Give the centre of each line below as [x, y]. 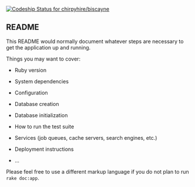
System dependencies [42, 81]
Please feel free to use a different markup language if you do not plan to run [97, 171]
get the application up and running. [48, 47]
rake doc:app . [23, 178]
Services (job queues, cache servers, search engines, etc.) [86, 137]
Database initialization [41, 115]
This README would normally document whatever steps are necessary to [95, 41]
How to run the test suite [44, 126]
